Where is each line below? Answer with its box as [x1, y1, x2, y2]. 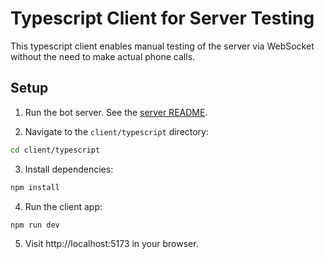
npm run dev [10, 220, 60, 230]
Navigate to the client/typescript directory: [24, 125, 210, 137]
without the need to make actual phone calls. [10, 50, 196, 62]
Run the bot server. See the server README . [24, 106, 208, 118]
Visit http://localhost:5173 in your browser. [24, 237, 199, 249]
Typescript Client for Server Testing [10, 7, 315, 30]
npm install [10, 182, 60, 192]
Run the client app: [24, 200, 103, 212]
